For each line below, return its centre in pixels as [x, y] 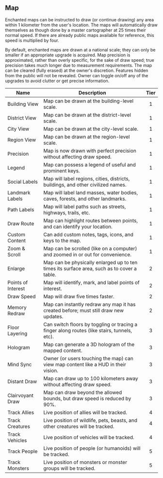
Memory [17, 307]
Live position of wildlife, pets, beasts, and [90, 420]
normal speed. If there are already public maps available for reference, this [80, 35]
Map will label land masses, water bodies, [91, 192]
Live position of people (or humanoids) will [92, 448]
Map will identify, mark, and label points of [91, 282]
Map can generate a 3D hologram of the [89, 344]
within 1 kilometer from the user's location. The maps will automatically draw [81, 25]
